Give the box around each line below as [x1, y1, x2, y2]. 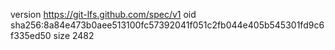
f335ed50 [10, 30, 52, 41]
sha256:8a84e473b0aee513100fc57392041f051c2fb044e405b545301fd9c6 [10, 19, 325, 31]
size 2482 [53, 30, 95, 41]
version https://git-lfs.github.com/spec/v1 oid [10, 9, 197, 20]
